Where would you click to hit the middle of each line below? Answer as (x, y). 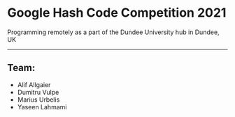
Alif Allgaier (34, 84)
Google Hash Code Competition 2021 (117, 13)
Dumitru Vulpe (38, 92)
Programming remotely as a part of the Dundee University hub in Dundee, (113, 32)
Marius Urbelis (38, 100)
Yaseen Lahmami (42, 107)
